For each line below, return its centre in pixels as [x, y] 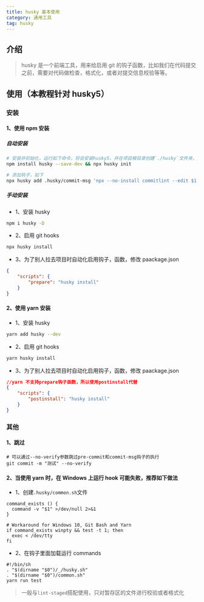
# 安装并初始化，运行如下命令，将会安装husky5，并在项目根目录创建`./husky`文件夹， [102, 159]
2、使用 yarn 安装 [29, 308]
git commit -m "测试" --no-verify [49, 463]
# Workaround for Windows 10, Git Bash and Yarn [69, 525]
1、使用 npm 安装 [28, 128]
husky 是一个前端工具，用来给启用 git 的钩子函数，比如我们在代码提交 [108, 65]
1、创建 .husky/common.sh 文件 [51, 493]
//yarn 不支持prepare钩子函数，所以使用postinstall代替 [72, 382]
